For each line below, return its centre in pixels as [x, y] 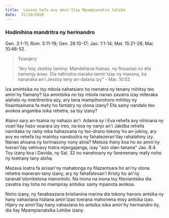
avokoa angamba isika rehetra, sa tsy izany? [51, 111]
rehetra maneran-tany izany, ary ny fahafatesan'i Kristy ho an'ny [72, 173]
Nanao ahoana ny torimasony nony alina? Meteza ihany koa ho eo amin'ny [83, 142]
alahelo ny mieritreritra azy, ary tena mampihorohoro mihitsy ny [71, 100]
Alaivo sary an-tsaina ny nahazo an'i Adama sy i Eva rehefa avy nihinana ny [84, 120]
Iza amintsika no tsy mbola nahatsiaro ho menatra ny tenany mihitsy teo [80, 89]
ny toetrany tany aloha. [29, 158]
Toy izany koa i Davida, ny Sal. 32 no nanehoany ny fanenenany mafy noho [83, 153]
